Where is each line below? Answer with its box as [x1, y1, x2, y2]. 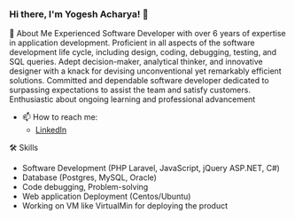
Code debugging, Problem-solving [21, 182, 149, 192]
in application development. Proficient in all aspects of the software [9, 37, 255, 48]
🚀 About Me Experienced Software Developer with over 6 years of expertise [9, 28, 286, 39]
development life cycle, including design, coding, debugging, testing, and [9, 47, 277, 58]
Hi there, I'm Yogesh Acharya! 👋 [9, 8, 149, 20]
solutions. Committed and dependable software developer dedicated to [9, 75, 269, 86]
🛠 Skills [9, 142, 38, 153]
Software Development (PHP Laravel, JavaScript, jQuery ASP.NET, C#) [21, 163, 281, 174]
